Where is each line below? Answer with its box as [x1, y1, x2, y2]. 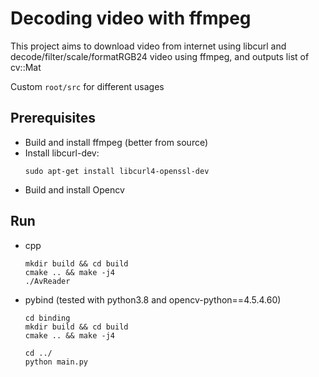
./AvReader [24, 276, 71, 286]
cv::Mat [10, 61, 42, 73]
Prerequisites [10, 110, 96, 127]
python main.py [24, 357, 89, 367]
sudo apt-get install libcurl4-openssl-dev [24, 166, 210, 176]
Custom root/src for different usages [10, 80, 165, 92]
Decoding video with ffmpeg [10, 7, 252, 30]
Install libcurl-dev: [24, 147, 100, 159]
